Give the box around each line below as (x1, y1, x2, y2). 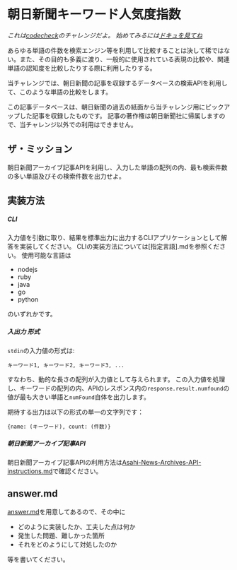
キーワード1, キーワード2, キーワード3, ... (7, 362, 125, 369)
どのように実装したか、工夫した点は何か (17, 522, 136, 530)
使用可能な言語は (21, 251, 71, 260)
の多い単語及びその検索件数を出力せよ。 (7, 172, 125, 180)
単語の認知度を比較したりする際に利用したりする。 (7, 64, 156, 72)
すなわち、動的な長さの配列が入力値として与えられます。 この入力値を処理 (7, 375, 226, 384)
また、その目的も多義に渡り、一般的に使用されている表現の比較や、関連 (19, 54, 230, 64)
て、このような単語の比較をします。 (7, 88, 112, 96)
